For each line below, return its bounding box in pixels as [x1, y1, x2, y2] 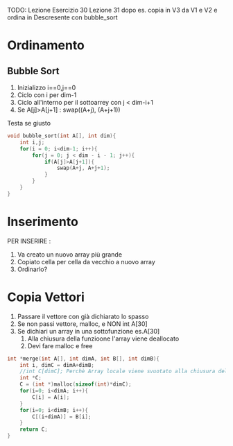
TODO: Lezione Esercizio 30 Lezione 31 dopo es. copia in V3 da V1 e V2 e [7, 6, 218, 14]
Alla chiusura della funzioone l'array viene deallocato [27, 334, 180, 343]
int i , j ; [19, 139, 45, 146]
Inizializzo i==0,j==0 [17, 83, 76, 92]
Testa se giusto [7, 119, 51, 127]
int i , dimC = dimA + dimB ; [19, 361, 95, 368]
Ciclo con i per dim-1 [17, 91, 77, 99]
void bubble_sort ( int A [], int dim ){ [7, 132, 116, 139]
